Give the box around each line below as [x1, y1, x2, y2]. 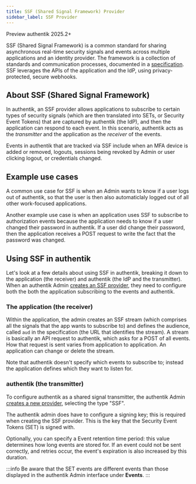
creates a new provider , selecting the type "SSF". [6, 399, 125, 407]
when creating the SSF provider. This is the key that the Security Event [6, 417, 178, 424]
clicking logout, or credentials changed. [6, 154, 102, 162]
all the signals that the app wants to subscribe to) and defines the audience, [6, 322, 190, 330]
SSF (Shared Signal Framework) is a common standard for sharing [6, 42, 167, 49]
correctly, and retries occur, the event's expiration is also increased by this [6, 447, 187, 455]
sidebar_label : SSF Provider [6, 14, 78, 20]
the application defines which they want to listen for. [6, 365, 133, 372]
